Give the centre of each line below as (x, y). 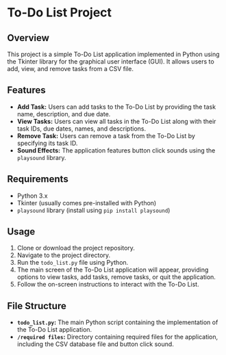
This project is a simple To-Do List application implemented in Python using (114, 54)
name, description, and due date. (64, 114)
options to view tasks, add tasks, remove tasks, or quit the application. (116, 277)
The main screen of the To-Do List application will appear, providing (113, 270)
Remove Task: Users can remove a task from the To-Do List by (106, 135)
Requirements (38, 179)
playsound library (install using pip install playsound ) (93, 210)
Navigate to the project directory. (64, 255)
